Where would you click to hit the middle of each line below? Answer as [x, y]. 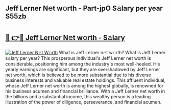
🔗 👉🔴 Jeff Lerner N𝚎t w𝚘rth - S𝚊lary [65, 38]
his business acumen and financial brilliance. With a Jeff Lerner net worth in [85, 91]
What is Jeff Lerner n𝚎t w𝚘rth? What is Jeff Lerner [112, 52]
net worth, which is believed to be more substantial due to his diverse [78, 75]
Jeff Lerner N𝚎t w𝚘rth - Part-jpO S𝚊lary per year [84, 8]
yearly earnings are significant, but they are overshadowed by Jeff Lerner [83, 69]
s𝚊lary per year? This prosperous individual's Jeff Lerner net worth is [78, 58]
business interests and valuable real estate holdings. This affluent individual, [86, 80]
